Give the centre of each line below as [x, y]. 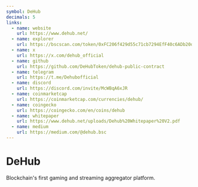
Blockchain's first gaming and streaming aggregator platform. [81, 178]
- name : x [23, 50]
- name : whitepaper [35, 116]
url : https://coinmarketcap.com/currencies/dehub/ [80, 99]
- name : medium [30, 127]
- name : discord [31, 83]
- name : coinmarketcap [39, 94]
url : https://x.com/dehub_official [60, 55]
